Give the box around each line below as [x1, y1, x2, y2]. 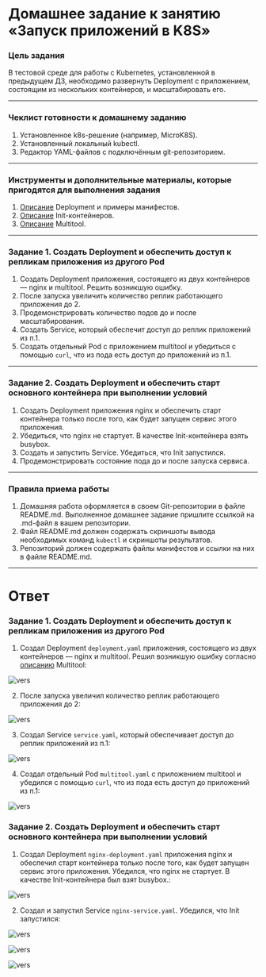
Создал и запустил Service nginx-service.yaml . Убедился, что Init [19, 906, 240, 915]
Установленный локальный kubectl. [19, 138, 140, 148]
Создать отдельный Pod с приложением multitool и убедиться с [19, 342, 237, 352]
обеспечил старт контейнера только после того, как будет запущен [19, 858, 249, 867]
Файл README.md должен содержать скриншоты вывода [19, 526, 216, 536]
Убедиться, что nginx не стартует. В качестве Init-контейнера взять [19, 430, 249, 440]
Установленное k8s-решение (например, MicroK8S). [19, 130, 198, 140]
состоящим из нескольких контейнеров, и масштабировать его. [8, 85, 226, 94]
